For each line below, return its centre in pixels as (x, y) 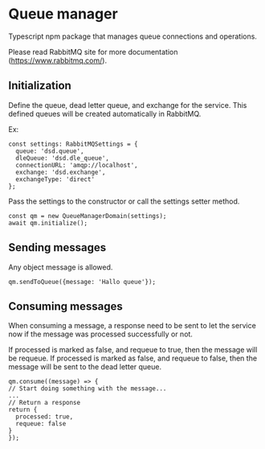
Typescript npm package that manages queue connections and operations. (132, 36)
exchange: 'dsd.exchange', (61, 172)
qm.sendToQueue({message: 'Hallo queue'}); (82, 282)
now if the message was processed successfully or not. (100, 334)
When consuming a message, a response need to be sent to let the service (132, 326)
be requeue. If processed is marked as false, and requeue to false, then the (133, 358)
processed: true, (45, 417)
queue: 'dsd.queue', (50, 151)
